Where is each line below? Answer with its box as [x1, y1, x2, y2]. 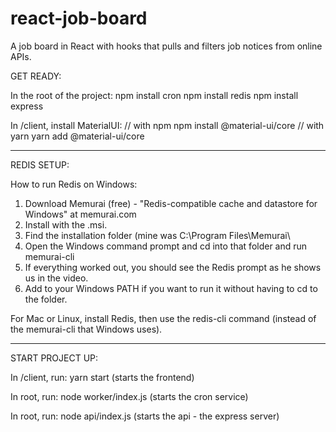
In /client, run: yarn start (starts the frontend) [10, 371, 195, 383]
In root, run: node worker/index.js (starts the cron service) [10, 390, 249, 402]
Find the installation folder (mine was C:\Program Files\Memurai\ [24, 229, 291, 241]
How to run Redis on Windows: [10, 178, 138, 190]
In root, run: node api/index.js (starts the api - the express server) [10, 410, 280, 422]
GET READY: [10, 70, 62, 82]
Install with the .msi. [24, 218, 108, 231]
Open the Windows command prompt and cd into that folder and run [24, 240, 308, 252]
